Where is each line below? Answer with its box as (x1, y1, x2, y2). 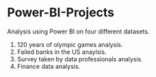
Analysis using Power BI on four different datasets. (7, 27, 150, 35)
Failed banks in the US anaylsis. (16, 48, 107, 56)
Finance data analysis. (16, 62, 81, 70)
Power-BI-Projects (7, 5, 115, 20)
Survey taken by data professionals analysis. (16, 55, 143, 63)
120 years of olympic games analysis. (16, 40, 123, 48)
